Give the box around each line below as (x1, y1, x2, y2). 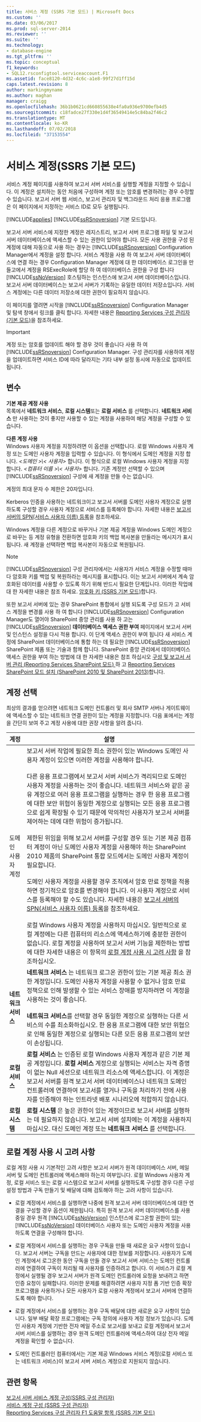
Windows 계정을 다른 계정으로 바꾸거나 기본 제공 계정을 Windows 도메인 (6, 526, 176, 533)
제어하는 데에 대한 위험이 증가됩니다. (26, 818, 123, 826)
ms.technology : (6, 43, 44, 49)
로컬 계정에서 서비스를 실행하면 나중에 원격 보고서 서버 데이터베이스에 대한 (14, 1199, 188, 1206)
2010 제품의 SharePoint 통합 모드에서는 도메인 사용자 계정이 (26, 852, 189, 860)
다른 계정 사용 (6, 435, 38, 442)
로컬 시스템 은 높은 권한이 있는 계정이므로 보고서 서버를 (26, 1107, 172, 1115)
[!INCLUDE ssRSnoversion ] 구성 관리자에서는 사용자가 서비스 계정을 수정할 (6, 565, 181, 573)
